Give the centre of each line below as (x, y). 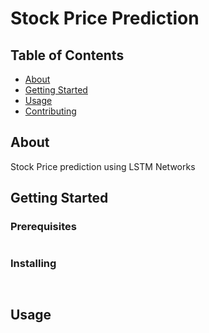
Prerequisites (43, 227)
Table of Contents (67, 55)
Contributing (50, 111)
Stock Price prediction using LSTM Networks (103, 166)
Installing (33, 264)
